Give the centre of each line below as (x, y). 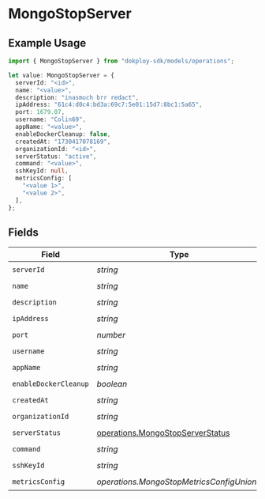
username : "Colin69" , (51, 119)
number (111, 335)
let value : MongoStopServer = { (61, 75)
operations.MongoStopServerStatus (163, 433)
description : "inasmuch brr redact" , (77, 97)
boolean (112, 384)
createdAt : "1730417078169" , (63, 142)
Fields (24, 232)
